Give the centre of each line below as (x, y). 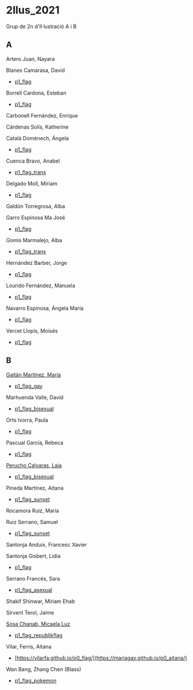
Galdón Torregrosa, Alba (36, 206)
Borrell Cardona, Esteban (36, 93)
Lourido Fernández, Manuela (41, 285)
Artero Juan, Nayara (30, 58)
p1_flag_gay (28, 386)
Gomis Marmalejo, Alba (34, 240)
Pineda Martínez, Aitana (35, 488)
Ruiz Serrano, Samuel (32, 522)
